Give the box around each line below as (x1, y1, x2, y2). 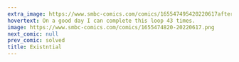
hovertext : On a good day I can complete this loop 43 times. (7, 17, 196, 24)
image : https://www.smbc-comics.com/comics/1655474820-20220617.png (7, 24, 215, 31)
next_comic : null (7, 30, 59, 38)
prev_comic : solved (7, 37, 65, 44)
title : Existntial (7, 43, 62, 51)
